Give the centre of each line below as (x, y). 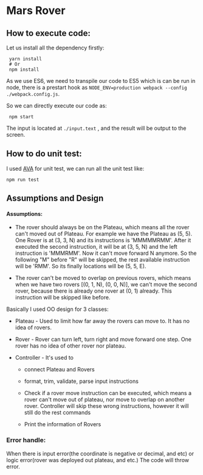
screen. (16, 134)
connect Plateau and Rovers (60, 370)
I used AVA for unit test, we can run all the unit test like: (75, 168)
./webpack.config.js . (33, 94)
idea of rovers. (33, 327)
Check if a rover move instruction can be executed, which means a (108, 393)
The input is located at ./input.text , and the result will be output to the (96, 128)
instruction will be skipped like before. (63, 298)
